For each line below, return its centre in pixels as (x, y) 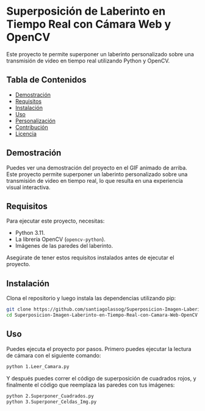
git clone (19, 309)
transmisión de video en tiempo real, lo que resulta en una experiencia (95, 180)
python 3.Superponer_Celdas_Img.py (52, 402)
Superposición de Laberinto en (86, 11)
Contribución (31, 127)
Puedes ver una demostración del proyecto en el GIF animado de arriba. (97, 168)
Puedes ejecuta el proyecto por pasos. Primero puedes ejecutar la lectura (99, 349)
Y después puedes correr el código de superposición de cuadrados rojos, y (101, 378)
